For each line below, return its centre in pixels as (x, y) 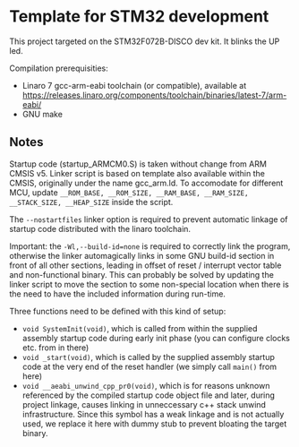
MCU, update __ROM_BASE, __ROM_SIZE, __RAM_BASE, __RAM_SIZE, (129, 192)
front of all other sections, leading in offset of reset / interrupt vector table (145, 265)
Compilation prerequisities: (59, 68)
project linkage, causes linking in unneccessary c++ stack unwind (144, 404)
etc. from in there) (56, 348)
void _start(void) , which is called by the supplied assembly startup (149, 357)
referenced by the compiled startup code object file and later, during (149, 395)
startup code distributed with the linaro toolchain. (100, 228)
